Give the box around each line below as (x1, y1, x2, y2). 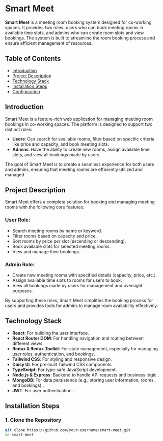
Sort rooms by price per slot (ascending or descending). (12, 238, 126, 244)
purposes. (12, 288, 33, 294)
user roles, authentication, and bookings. (12, 351, 95, 357)
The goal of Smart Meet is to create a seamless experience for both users (5, 161, 155, 167)
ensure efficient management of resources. (5, 40, 93, 46)
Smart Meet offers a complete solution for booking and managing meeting (5, 199, 155, 205)
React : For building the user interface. (12, 330, 89, 336)
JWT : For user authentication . (12, 387, 75, 393)
